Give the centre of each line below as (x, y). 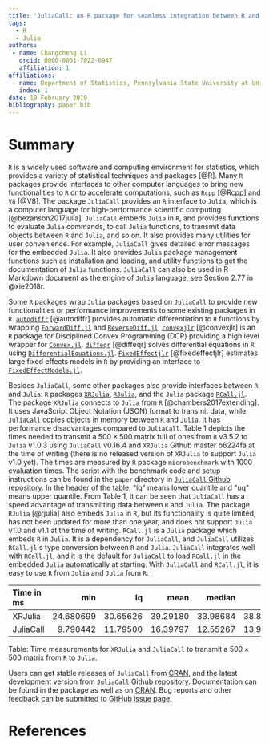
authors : (23, 46)
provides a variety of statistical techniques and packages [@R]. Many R (126, 176)
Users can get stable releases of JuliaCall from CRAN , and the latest (123, 673)
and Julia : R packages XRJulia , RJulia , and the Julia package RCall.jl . (128, 394)
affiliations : (32, 75)
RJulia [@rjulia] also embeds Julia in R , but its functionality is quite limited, (132, 513)
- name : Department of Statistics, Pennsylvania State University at (130, 83)
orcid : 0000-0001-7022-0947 (66, 61)
